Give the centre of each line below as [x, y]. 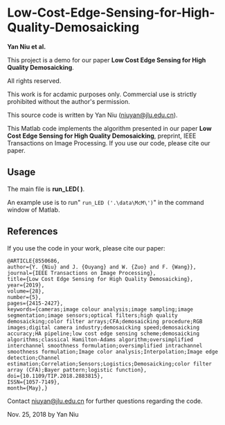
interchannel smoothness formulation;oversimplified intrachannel [105, 345]
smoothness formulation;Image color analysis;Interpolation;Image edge [112, 352]
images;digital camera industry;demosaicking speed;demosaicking [103, 327]
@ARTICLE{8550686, [34, 261]
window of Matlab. [34, 210]
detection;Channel [34, 358]
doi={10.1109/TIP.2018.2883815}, [55, 376]
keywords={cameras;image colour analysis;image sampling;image [100, 309]
